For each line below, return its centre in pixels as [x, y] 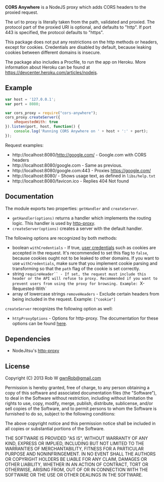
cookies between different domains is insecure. [53, 52]
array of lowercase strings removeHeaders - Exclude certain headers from [86, 294]
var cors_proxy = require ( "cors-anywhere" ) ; [51, 113]
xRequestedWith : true [36, 122]
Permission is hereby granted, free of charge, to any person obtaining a [77, 388]
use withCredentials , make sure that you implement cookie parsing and [85, 263]
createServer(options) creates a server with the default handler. [78, 228]
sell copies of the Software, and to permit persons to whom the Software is [81, 408]
